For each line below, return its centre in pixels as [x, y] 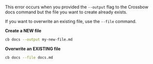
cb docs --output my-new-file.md [39, 39]
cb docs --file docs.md [29, 57]
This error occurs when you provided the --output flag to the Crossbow [77, 7]
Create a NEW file [23, 31]
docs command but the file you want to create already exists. [66, 12]
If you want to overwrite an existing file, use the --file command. [71, 21]
